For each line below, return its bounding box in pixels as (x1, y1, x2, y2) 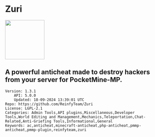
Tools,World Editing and (5, 114, 56, 119)
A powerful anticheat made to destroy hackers (5, 68, 151, 77)
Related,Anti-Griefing (5, 119, 52, 124)
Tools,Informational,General (53, 119, 113, 124)
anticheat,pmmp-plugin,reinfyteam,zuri (5, 127, 87, 132)
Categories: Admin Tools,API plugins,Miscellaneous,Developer (5, 110, 135, 115)
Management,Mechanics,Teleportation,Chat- (57, 114, 146, 119)
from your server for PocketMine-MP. (5, 76, 123, 84)
